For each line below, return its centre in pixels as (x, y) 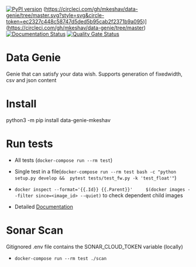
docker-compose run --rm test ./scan (61, 258)
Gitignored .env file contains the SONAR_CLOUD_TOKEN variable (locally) (94, 246)
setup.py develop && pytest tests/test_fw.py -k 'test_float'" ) (95, 178)
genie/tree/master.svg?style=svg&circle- (55, 15)
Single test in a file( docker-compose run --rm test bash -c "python (95, 171)
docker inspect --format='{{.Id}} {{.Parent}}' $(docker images (100, 190)
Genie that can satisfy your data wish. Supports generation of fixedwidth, (94, 74)
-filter (24, 196)
